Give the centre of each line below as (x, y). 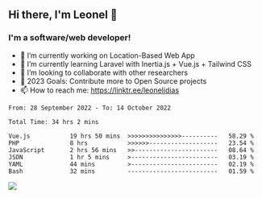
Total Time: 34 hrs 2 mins (54, 122)
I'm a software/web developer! (70, 38)
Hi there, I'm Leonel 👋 (63, 15)
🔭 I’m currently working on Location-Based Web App (107, 55)
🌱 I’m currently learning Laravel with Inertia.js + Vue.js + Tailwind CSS (136, 64)
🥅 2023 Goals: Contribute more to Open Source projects (113, 80)
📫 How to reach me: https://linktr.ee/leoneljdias (100, 90)
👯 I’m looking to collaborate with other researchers (104, 72)
